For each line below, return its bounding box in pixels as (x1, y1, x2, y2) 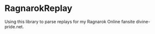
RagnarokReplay (4, 3, 72, 14)
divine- (136, 19, 150, 24)
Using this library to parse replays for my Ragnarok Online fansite (4, 19, 135, 24)
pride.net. (4, 23, 24, 29)
